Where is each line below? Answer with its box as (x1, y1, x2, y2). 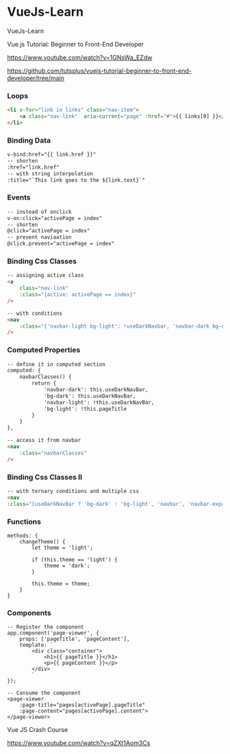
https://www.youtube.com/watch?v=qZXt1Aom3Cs (7, 739, 151, 747)
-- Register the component (7, 624, 84, 631)
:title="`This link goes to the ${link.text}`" (7, 176, 146, 184)
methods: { (7, 532, 38, 539)
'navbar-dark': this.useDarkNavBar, (43, 387, 149, 393)
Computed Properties (7, 345, 81, 355)
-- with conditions (7, 310, 63, 317)
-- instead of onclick (7, 208, 72, 215)
